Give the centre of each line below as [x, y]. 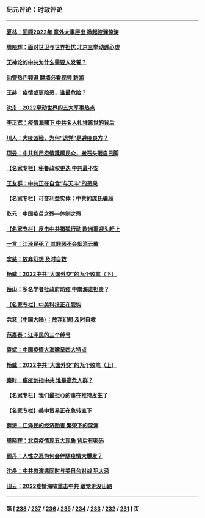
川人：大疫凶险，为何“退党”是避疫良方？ [57, 138]
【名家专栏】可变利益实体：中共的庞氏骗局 [60, 198]
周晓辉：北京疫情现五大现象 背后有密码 [55, 440]
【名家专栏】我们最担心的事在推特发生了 [57, 395]
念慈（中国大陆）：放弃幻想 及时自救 [51, 320]
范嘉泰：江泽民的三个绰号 [38, 335]
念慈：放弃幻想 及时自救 [37, 259]
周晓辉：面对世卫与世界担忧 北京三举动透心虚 [63, 47]
